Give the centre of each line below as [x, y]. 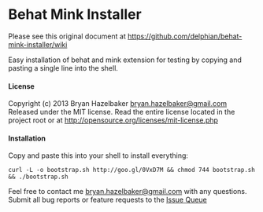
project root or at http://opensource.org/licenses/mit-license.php [113, 120]
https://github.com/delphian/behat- [185, 36]
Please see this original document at [67, 36]
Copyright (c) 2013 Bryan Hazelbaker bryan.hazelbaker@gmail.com [117, 104]
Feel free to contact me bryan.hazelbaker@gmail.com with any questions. [128, 192]
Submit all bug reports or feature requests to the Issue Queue [107, 200]
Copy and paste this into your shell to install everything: [98, 155]
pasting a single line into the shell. [63, 68]
